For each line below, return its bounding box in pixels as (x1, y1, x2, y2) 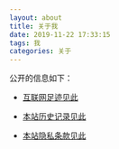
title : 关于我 (9, 22, 59, 31)
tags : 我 (9, 38, 41, 48)
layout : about (9, 13, 63, 23)
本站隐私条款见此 (22, 130, 87, 141)
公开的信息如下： (9, 73, 73, 84)
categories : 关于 (9, 47, 72, 56)
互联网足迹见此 (22, 92, 78, 103)
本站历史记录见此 (22, 111, 87, 122)
